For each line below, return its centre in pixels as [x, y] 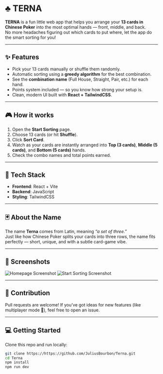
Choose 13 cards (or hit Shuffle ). [45, 135]
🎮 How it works [30, 115]
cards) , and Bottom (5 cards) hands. [49, 150]
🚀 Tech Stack [25, 175]
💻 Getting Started [33, 331]
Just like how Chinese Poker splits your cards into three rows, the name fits [80, 237]
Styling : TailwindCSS [33, 197]
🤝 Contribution [27, 293]
